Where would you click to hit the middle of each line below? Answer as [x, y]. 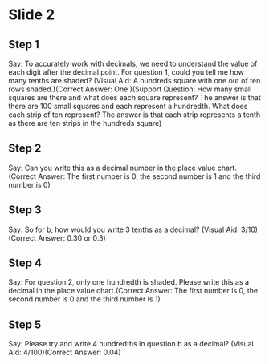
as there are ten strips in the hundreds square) [85, 123]
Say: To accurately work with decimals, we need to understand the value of [133, 63]
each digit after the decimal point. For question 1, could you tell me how [126, 72]
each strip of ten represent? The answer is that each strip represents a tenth [134, 115]
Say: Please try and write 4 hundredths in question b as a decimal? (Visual [131, 344]
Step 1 [24, 44]
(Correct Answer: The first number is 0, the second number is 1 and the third [134, 176]
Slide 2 [32, 15]
